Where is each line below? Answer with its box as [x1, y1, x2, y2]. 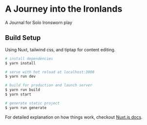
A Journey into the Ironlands [5, 3, 123, 15]
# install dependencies [5, 56, 54, 61]
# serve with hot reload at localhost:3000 [5, 69, 95, 74]
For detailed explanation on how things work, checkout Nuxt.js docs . [5, 114, 143, 120]
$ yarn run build [5, 87, 40, 92]
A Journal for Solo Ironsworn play [5, 20, 73, 25]
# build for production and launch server [5, 83, 92, 88]
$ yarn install [5, 61, 36, 65]
